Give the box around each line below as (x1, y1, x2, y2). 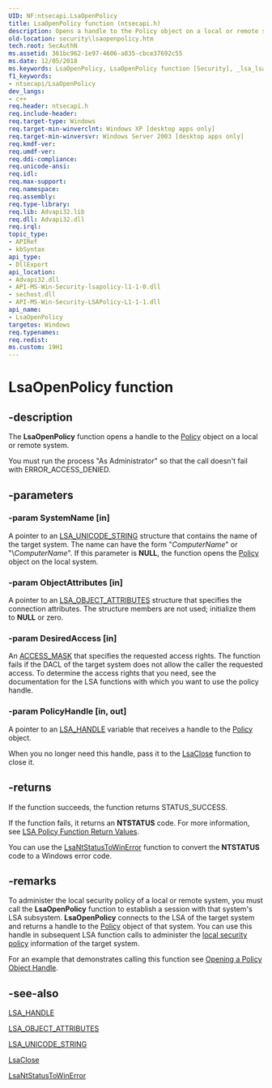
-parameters (8, 488, 74, 502)
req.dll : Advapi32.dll (8, 215, 85, 224)
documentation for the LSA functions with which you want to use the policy (8, 677, 259, 687)
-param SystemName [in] (8, 512, 111, 523)
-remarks (8, 874, 57, 888)
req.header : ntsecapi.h (8, 102, 89, 110)
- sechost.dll (8, 291, 57, 299)
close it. (8, 757, 35, 766)
